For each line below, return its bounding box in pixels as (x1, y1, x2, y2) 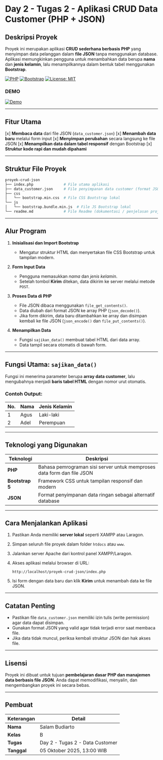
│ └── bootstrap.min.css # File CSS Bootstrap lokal (5, 196, 120, 200)
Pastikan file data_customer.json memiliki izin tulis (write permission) (12, 615, 149, 621)
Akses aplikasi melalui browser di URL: (12, 560, 90, 566)
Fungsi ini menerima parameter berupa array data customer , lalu (5, 373, 135, 379)
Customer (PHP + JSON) (5, 14, 105, 25)
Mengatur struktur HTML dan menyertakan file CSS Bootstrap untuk (19, 249, 155, 255)
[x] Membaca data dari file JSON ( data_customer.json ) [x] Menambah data (5, 131, 156, 136)
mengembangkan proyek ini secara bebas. (5, 682, 91, 688)
